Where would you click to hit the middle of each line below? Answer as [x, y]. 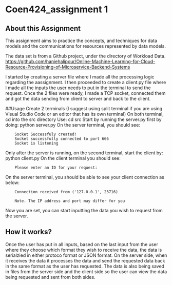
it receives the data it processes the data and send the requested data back [85, 260]
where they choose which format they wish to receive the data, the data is [84, 250]
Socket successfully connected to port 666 [62, 139]
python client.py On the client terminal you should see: [63, 158]
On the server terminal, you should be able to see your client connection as [85, 177]
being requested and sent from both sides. [51, 277]
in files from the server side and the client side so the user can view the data [86, 271]
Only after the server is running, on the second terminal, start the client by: [84, 153]
